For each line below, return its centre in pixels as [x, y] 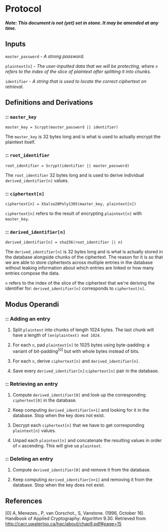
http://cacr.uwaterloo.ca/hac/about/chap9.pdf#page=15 [64, 524]
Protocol [23, 9]
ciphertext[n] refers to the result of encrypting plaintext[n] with [74, 213]
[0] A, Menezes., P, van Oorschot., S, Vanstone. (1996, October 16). [75, 513]
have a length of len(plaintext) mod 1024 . [57, 335]
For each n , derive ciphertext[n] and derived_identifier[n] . [76, 361]
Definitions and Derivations [49, 102]
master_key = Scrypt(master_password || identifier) [62, 127]
